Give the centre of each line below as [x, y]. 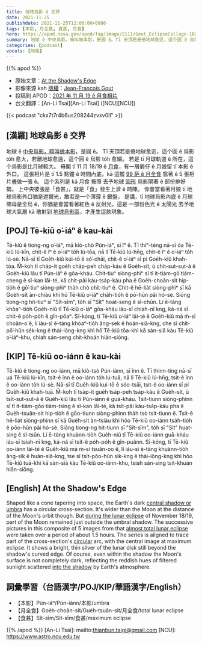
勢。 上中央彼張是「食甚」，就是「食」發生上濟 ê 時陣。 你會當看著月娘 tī [96, 189]
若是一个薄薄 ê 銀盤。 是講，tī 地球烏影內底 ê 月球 [131, 196]
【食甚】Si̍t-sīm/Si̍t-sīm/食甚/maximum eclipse [73, 618]
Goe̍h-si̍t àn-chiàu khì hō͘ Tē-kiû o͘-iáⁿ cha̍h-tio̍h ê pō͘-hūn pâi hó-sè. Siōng [98, 295]
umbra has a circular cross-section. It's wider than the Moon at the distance [100, 509]
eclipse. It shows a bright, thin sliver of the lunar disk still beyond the [91, 548]
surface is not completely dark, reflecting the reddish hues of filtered [92, 560]
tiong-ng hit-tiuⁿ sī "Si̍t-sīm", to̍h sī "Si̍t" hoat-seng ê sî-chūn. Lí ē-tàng [94, 302]
